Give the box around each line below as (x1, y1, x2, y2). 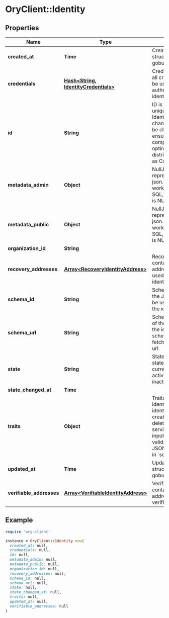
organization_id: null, (10, 566, 59, 571)
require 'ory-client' (5, 529, 51, 534)
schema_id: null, (10, 576, 46, 581)
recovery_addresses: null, (10, 571, 66, 576)
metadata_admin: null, (10, 557, 57, 562)
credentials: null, (10, 548, 51, 553)
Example (5, 516, 33, 524)
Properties (5, 24, 39, 32)
